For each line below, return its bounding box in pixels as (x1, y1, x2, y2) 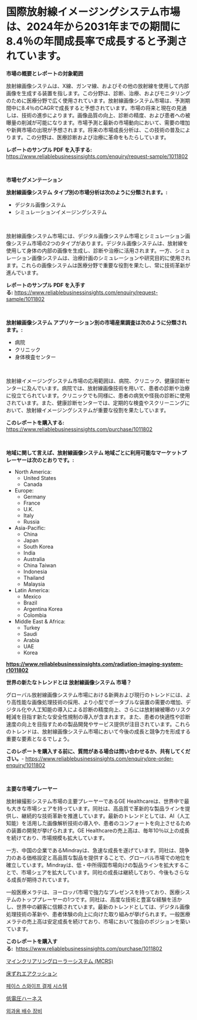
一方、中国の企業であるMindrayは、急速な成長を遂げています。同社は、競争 (6, 846, 190, 854)
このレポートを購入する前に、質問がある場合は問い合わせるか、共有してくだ (6, 748, 191, 755)
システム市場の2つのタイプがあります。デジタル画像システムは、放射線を (11, 239, 189, 246)
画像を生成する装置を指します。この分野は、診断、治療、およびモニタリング (6, 89, 191, 97)
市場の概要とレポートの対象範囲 (6, 70, 83, 77)
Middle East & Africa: (14, 617, 66, 625)
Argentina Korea (23, 605, 63, 612)
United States (23, 474, 57, 481)
